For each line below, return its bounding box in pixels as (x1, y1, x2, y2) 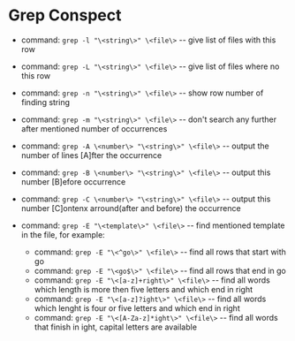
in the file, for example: (20, 229, 105, 239)
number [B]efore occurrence (20, 176, 126, 186)
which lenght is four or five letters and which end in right (34, 302, 240, 314)
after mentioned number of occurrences (20, 123, 168, 133)
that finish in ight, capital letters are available (34, 322, 198, 332)
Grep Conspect (8, 5, 122, 26)
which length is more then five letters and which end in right (34, 284, 253, 294)
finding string (20, 96, 71, 107)
